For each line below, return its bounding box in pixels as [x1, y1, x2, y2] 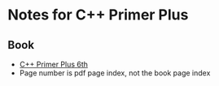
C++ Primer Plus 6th [19, 59, 89, 69]
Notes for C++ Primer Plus [7, 6, 189, 24]
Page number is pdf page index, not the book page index [19, 68, 211, 78]
